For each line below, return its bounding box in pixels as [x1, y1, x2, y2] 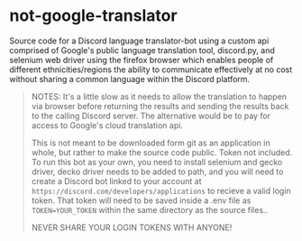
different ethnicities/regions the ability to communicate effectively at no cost [9, 64, 293, 75]
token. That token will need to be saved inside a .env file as [31, 195, 252, 206]
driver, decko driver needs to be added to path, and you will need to [31, 166, 284, 177]
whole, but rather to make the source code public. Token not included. [31, 146, 293, 158]
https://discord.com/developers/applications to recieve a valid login [31, 185, 291, 196]
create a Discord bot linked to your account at [31, 175, 202, 186]
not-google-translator [9, 5, 178, 26]
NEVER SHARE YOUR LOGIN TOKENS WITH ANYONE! [31, 222, 233, 233]
